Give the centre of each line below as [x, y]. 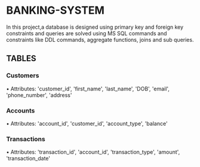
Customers [23, 75]
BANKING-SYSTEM [55, 10]
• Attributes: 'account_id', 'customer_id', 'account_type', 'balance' [87, 123]
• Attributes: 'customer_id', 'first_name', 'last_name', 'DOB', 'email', [88, 89]
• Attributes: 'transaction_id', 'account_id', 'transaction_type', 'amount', [93, 152]
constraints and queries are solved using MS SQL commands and [87, 33]
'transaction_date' [28, 159]
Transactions [26, 139]
